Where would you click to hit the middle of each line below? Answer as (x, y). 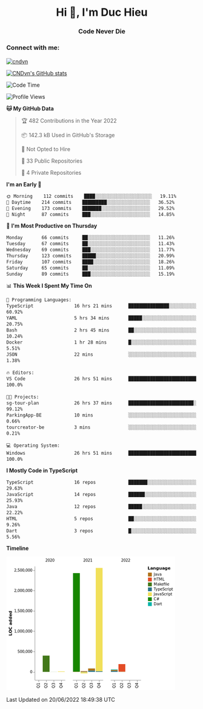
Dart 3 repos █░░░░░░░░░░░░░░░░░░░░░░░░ (101, 531)
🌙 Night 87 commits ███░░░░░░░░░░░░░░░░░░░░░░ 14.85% (90, 215)
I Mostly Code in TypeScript (42, 470)
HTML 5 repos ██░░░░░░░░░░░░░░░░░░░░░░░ (101, 519)
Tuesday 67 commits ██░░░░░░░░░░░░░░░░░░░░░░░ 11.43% (90, 244)
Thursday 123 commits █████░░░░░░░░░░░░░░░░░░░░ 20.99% (90, 256)
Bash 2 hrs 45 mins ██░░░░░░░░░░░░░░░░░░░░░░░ (101, 330)
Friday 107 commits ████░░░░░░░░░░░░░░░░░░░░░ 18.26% (90, 262)
